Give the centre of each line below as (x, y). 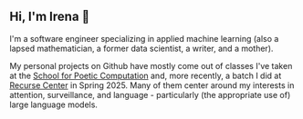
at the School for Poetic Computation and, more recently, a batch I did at (146, 75)
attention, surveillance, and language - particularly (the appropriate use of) (150, 94)
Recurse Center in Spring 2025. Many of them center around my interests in (152, 85)
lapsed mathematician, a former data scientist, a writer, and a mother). (141, 48)
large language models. (54, 104)
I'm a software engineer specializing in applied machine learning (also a (144, 38)
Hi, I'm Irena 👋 (50, 17)
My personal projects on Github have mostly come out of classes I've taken (151, 65)
